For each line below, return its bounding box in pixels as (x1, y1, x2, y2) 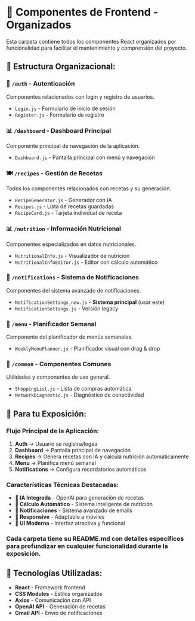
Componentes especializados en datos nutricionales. (6, 241, 137, 248)
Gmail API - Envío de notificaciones (14, 610, 103, 617)
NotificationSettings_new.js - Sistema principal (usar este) (14, 299, 165, 306)
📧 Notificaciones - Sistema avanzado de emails (14, 507, 132, 514)
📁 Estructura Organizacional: (6, 62, 116, 72)
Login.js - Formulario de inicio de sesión (14, 105, 116, 112)
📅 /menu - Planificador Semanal (6, 319, 97, 328)
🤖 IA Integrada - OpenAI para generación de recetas (14, 494, 144, 501)
